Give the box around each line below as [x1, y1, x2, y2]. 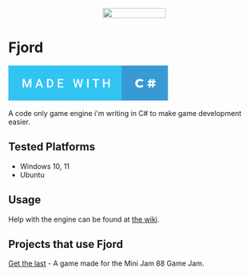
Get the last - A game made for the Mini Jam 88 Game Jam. [8, 258, 204, 268]
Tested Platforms [8, 140, 96, 154]
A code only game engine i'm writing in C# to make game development [8, 108, 242, 118]
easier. [8, 117, 30, 126]
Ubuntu [19, 170, 46, 179]
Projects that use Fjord [8, 237, 124, 251]
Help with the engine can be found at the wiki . [8, 214, 160, 224]
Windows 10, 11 [19, 161, 70, 171]
